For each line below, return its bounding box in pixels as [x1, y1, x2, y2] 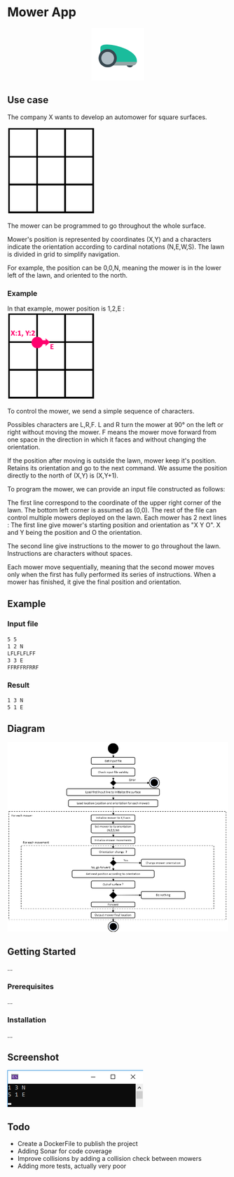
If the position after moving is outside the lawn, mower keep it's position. [7, 456, 217, 465]
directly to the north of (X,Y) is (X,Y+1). [7, 471, 119, 480]
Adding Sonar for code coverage [17, 1147, 112, 1155]
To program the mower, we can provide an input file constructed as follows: [7, 485, 226, 494]
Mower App [7, 4, 77, 20]
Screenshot [7, 1051, 60, 1063]
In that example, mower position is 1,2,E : [7, 304, 125, 313]
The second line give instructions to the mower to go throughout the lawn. [7, 542, 221, 550]
